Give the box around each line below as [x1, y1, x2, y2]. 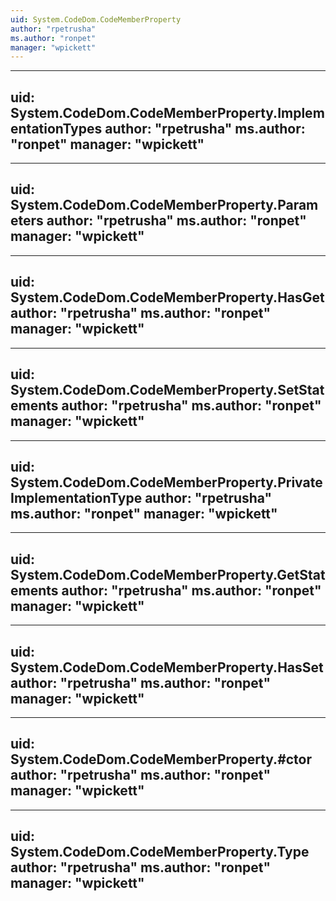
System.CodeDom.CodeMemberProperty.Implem [10, 104, 325, 121]
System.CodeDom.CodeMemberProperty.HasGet [10, 289, 325, 306]
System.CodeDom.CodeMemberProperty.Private [10, 474, 323, 491]
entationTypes [10, 120, 103, 137]
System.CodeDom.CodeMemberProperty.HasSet [10, 659, 324, 676]
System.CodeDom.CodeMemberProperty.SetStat [10, 382, 325, 399]
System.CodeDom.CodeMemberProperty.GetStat [10, 566, 326, 583]
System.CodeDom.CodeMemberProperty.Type [10, 844, 310, 861]
